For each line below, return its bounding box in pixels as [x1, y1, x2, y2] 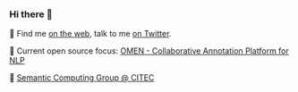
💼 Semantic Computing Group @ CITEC [9, 72, 155, 83]
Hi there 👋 [9, 8, 54, 21]
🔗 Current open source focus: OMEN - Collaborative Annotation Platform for [9, 46, 289, 56]
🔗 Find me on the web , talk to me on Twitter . [9, 29, 172, 39]
